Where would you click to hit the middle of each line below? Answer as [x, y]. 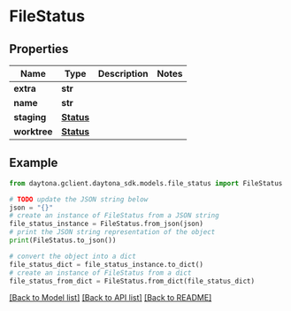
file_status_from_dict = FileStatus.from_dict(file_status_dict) [132, 281]
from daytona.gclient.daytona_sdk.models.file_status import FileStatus [146, 183]
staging [30, 117]
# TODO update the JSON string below [79, 199]
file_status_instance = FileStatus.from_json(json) [106, 224]
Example [34, 163]
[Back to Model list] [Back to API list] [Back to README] [111, 298]
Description [123, 74]
